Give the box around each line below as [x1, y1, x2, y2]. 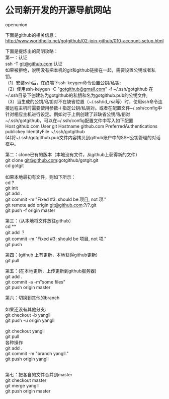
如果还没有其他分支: [5, 306, 47, 312]
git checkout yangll [5, 328, 45, 334]
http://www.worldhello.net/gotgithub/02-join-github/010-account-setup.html [5, 37, 164, 43]
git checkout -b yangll [5, 312, 51, 318]
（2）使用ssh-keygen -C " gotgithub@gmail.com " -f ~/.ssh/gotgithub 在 [5, 86, 153, 92]
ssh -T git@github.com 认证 [5, 61, 63, 67]
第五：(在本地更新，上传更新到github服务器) [5, 268, 97, 274]
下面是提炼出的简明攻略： [5, 48, 58, 54]
